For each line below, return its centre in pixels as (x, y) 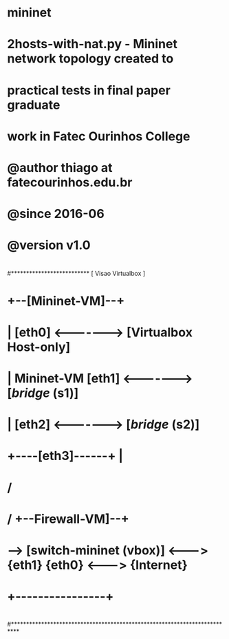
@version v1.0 (49, 245)
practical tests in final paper (89, 90)
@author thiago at (60, 167)
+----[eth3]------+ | (65, 456)
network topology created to (90, 59)
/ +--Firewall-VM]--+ (68, 519)
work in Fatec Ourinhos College (99, 136)
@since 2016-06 (56, 214)
